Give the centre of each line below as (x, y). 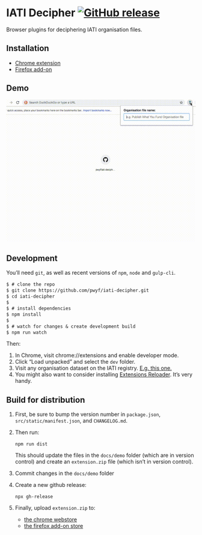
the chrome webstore (50, 519)
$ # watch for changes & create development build (71, 327)
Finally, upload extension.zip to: (55, 508)
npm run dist (31, 444)
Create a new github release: (51, 485)
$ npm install (24, 315)
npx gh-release (34, 497)
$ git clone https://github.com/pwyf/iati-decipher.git (78, 291)
